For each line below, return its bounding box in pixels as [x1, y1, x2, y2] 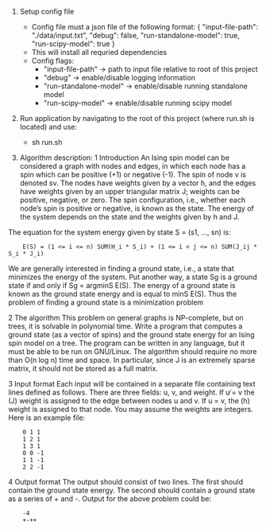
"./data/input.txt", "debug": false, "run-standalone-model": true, [31, 31, 240, 40]
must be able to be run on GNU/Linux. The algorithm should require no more [8, 347, 257, 356]
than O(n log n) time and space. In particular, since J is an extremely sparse [8, 356, 256, 364]
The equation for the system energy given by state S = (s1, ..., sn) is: [8, 228, 232, 237]
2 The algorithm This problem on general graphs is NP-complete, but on [8, 313, 244, 322]
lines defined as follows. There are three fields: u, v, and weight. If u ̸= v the [8, 387, 256, 397]
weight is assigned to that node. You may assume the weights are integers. [8, 405, 253, 414]
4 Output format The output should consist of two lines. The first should [8, 477, 244, 486]
